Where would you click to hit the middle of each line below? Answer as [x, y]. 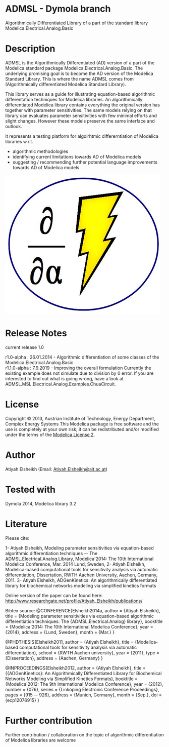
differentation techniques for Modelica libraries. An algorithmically [74, 99]
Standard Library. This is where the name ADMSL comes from [69, 78]
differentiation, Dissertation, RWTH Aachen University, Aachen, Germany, [81, 575]
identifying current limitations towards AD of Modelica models [77, 156]
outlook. [14, 126]
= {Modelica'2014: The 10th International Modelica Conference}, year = [79, 626]
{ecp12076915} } [22, 700]
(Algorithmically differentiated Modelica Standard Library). [66, 84]
